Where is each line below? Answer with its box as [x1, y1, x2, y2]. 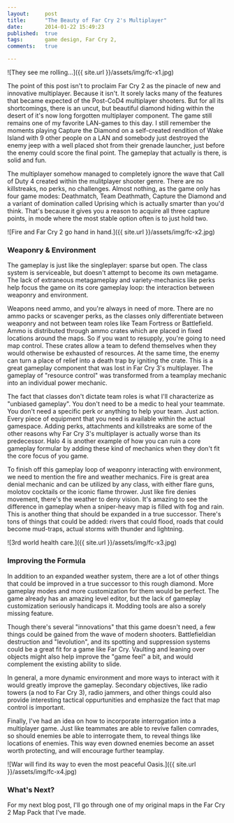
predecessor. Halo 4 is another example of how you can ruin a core [7, 437, 201, 445]
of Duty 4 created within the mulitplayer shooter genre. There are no [7, 177, 204, 185]
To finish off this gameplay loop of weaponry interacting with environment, [7, 465, 222, 474]
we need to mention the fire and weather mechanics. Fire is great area [7, 473, 210, 481]
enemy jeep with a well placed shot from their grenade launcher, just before [7, 141, 225, 149]
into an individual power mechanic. [7, 379, 108, 387]
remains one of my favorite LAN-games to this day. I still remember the [7, 119, 211, 127]
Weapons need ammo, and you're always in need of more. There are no [7, 304, 214, 313]
